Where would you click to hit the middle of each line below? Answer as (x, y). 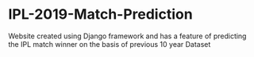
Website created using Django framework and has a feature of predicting (127, 36)
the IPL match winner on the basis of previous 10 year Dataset (110, 44)
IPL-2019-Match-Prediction (100, 14)
